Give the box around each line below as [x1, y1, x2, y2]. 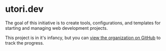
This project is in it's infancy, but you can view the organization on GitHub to [5, 35, 161, 41]
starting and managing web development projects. [5, 25, 108, 31]
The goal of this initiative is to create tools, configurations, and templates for [5, 20, 161, 26]
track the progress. [5, 40, 44, 46]
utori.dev [5, 3, 44, 15]
